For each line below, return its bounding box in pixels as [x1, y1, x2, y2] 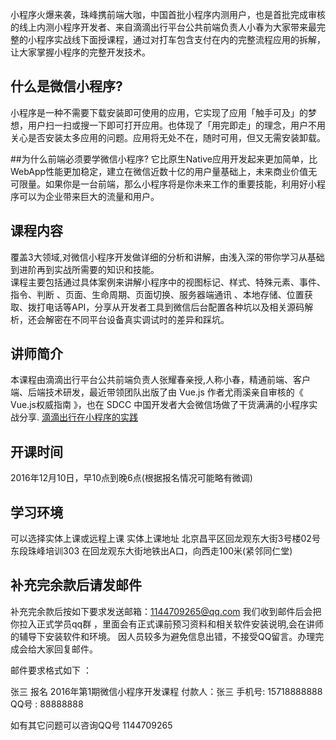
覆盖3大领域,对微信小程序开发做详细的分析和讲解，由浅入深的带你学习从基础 [10, 251, 325, 263]
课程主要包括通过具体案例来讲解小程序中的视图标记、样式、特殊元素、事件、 [10, 276, 326, 288]
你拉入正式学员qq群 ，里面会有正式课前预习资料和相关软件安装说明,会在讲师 [10, 618, 325, 630]
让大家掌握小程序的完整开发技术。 [10, 46, 151, 58]
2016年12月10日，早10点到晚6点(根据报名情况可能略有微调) [10, 472, 253, 484]
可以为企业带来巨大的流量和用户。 [18, 190, 160, 202]
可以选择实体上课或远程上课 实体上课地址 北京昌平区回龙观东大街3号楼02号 [10, 533, 321, 545]
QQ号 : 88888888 [10, 698, 84, 710]
